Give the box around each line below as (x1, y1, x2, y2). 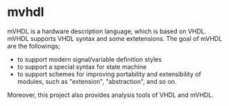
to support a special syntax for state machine (17, 62, 147, 71)
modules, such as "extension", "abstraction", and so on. (17, 77, 177, 85)
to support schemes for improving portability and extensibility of (17, 70, 201, 78)
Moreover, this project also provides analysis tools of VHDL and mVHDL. (7, 91, 214, 99)
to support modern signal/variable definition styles (17, 55, 162, 63)
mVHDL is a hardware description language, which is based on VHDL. (7, 27, 207, 35)
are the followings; (7, 42, 60, 50)
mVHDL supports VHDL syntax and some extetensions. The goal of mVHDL (7, 34, 223, 42)
